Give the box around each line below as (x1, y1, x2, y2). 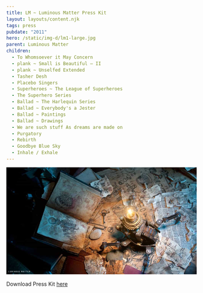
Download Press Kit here (6, 280, 68, 288)
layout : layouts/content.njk (6, 16, 80, 22)
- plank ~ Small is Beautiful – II (11, 60, 101, 66)
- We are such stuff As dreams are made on (11, 124, 123, 130)
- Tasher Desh (11, 73, 47, 80)
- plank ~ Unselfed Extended (11, 67, 85, 73)
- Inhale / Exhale (11, 150, 59, 156)
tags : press (6, 22, 36, 28)
